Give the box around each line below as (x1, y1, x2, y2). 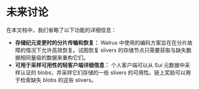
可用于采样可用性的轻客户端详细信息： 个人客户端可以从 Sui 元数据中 (14, 61, 185, 69)
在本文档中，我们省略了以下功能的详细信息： (6, 26, 117, 33)
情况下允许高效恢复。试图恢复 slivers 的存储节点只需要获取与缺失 (25, 46, 187, 54)
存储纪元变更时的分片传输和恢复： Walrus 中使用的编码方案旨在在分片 (14, 39, 188, 46)
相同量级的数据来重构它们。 (20, 54, 89, 61)
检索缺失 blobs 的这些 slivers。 (20, 76, 97, 84)
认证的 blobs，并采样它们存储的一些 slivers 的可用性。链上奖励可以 (20, 69, 186, 76)
